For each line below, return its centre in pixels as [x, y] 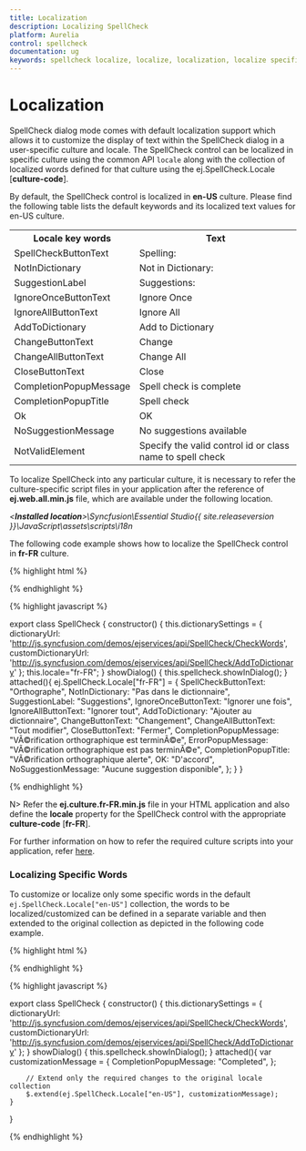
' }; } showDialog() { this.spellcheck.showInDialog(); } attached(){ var [143, 1052]
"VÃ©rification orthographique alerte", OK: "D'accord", [112, 759]
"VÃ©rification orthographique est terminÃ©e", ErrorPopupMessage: [139, 739]
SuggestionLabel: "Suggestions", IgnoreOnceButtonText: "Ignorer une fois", [151, 701]
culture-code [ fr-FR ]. [50, 823]
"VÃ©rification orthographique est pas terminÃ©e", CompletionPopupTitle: [150, 749]
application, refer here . [52, 851]
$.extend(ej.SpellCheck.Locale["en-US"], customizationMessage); [153, 1095]
